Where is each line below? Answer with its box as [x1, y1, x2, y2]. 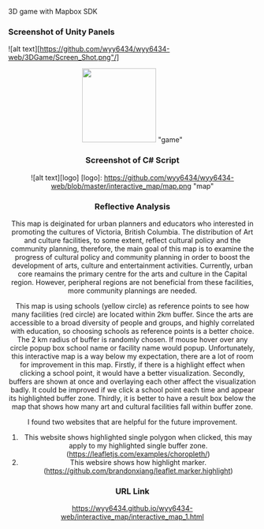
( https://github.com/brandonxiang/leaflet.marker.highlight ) [43, 466, 234, 475]
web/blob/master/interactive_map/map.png [50, 181, 191, 190]
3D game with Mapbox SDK [8, 7, 98, 16]
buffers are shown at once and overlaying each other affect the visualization [9, 377, 256, 386]
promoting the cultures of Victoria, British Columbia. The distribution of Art [11, 227, 254, 236]
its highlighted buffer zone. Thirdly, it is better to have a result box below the [9, 393, 256, 403]
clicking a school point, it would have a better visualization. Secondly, [19, 368, 246, 377]
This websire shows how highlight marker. [69, 457, 207, 467]
